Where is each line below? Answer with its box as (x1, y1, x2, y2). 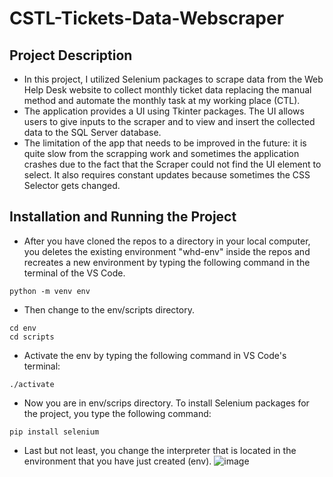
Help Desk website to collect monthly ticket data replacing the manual (23, 84, 312, 96)
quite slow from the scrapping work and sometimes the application (23, 148, 300, 159)
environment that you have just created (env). (23, 455, 212, 467)
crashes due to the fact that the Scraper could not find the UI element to (23, 158, 322, 170)
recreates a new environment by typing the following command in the (23, 256, 311, 268)
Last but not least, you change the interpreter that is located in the (23, 444, 297, 456)
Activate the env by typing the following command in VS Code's (23, 349, 287, 361)
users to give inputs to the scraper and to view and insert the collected (23, 116, 316, 127)
